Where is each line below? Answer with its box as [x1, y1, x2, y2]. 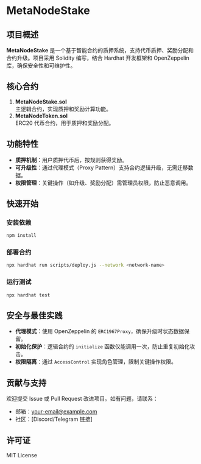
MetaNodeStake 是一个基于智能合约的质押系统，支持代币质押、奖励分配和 [6, 47, 194, 54]
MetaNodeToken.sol [15, 112, 68, 119]
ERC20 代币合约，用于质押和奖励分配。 [15, 119, 115, 127]
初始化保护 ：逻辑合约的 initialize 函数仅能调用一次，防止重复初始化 [15, 343, 190, 350]
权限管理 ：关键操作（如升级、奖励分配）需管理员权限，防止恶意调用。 [15, 179, 192, 186]
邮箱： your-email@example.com [15, 408, 97, 415]
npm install [6, 233, 37, 239]
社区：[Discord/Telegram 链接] [15, 415, 93, 423]
